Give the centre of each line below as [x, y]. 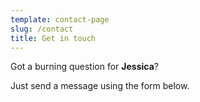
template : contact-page [60, 19]
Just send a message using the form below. [100, 86]
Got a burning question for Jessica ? [84, 67]
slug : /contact [42, 29]
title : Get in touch [53, 38]
